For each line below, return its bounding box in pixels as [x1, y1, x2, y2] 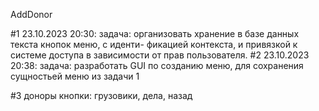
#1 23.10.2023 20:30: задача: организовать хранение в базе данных [10, 28, 300, 39]
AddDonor [10, 9, 53, 20]
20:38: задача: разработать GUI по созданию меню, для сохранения [10, 60, 304, 71]
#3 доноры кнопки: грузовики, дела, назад [10, 90, 193, 101]
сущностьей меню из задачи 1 [10, 70, 140, 82]
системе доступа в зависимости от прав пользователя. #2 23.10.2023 [10, 49, 310, 61]
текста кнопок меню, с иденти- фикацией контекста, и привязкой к [10, 39, 298, 50]
